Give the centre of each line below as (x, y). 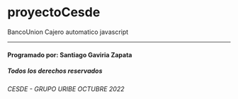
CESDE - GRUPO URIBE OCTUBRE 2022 (66, 88)
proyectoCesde (54, 12)
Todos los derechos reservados (55, 71)
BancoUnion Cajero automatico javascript (68, 32)
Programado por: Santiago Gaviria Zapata (70, 54)
